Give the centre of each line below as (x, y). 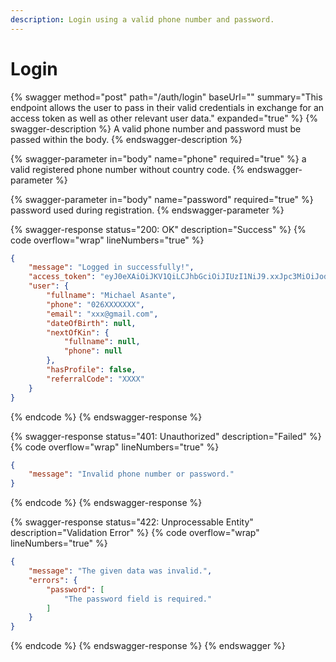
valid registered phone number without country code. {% (127, 169)
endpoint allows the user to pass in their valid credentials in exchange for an (167, 107)
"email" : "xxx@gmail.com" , (102, 314)
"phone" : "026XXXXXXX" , (95, 304)
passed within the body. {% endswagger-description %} (126, 139)
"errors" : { (53, 580)
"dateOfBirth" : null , (91, 323)
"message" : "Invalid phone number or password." (131, 474)
